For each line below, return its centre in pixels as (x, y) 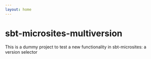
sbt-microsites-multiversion (64, 33)
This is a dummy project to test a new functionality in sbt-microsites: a (76, 47)
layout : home (18, 9)
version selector (21, 52)
